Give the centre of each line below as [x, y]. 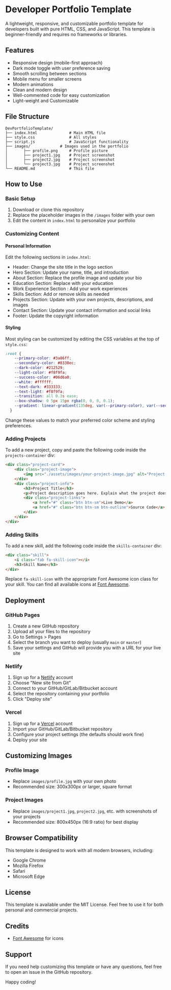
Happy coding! [21, 982]
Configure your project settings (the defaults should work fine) [78, 734]
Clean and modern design [40, 90]
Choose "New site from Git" [42, 683]
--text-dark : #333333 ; [38, 387]
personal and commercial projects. [42, 910]
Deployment [25, 600]
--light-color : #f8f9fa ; [41, 373]
